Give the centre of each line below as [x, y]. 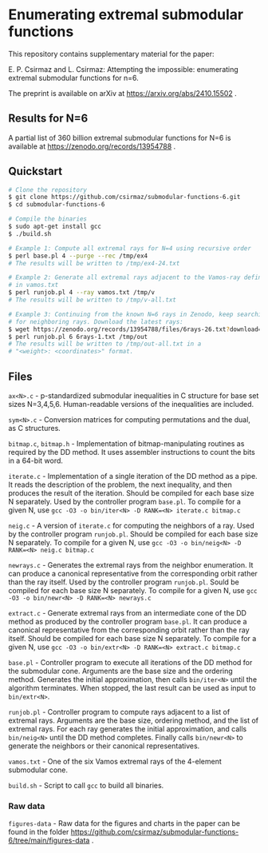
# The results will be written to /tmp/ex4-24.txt [94, 263]
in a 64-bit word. [36, 460]
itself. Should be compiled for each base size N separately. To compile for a [132, 638]
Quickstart [35, 171]
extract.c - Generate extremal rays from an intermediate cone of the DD [128, 613]
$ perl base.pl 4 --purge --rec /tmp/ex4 [78, 256]
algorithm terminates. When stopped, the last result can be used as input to [132, 688]
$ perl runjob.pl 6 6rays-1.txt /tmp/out [78, 337]
